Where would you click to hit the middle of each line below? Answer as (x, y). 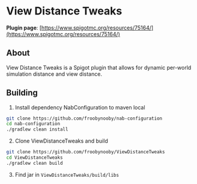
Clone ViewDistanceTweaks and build (61, 141)
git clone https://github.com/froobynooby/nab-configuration (84, 118)
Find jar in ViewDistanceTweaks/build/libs (67, 174)
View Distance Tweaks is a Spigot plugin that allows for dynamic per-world (99, 67)
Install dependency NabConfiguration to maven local (80, 107)
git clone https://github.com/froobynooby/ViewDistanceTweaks (86, 152)
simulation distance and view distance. (54, 74)
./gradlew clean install (37, 130)
